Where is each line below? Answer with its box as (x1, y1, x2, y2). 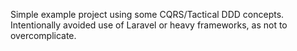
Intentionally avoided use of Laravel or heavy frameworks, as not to (10, 19, 288, 31)
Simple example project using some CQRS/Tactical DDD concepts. (10, 9, 285, 20)
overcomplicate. (10, 30, 77, 41)
